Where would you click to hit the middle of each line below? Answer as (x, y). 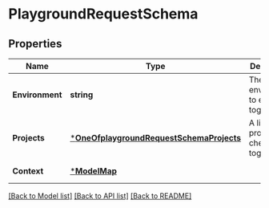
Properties (35, 44)
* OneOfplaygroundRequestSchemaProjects (156, 138)
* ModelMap (94, 171)
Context (28, 171)
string (82, 95)
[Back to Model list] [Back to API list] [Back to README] (100, 196)
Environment (37, 95)
